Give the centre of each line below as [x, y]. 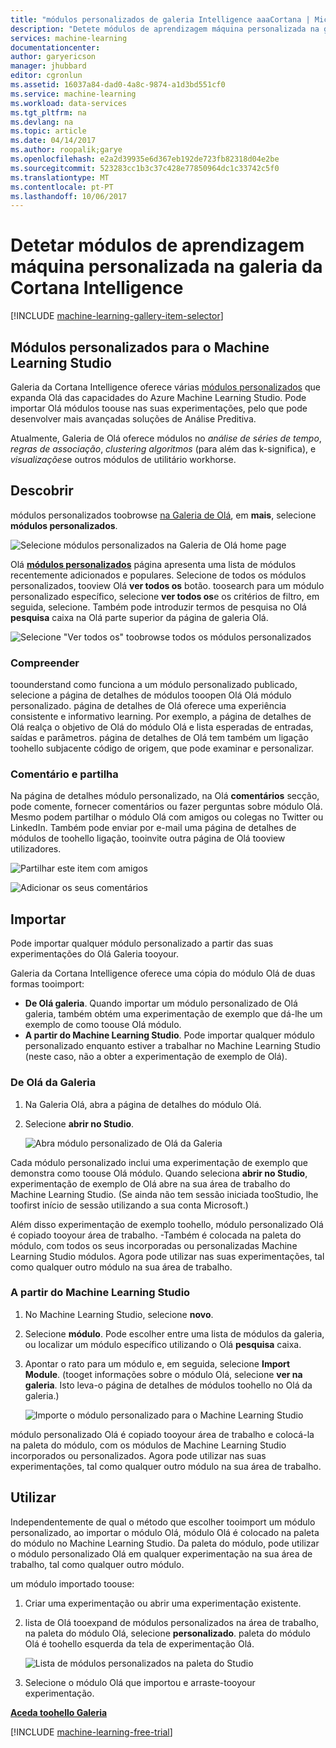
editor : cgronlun [46, 76]
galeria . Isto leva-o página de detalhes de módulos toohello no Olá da [168, 1385]
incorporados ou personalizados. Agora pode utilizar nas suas [138, 1455]
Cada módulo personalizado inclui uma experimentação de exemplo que [159, 1162]
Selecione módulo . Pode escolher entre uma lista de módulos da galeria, [174, 1333]
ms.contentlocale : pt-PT [62, 187]
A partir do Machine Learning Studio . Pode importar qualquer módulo [169, 1035]
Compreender [45, 663]
